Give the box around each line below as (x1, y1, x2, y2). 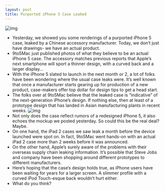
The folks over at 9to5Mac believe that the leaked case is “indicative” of (12, 92, 158, 98)
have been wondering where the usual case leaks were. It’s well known (12, 76, 156, 82)
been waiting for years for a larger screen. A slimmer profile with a (12, 170, 146, 176)
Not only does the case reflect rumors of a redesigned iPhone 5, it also (12, 113, 156, 119)
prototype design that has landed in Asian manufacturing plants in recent (12, 102, 160, 108)
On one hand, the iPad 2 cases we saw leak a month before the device (12, 128, 155, 134)
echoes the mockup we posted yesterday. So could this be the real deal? (12, 118, 160, 124)
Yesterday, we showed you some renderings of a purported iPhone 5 (12, 35, 152, 41)
